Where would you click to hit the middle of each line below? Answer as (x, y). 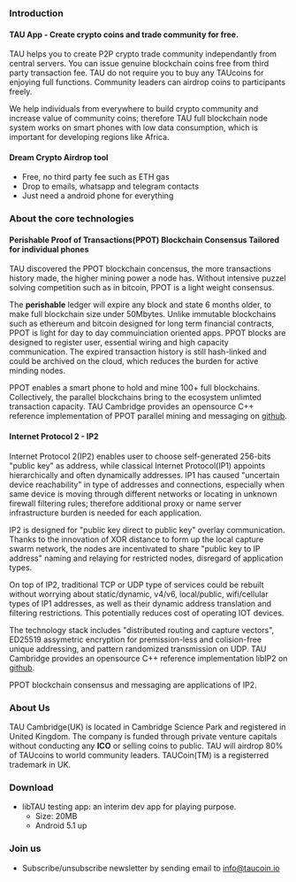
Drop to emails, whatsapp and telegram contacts (110, 186)
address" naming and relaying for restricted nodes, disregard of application (146, 558)
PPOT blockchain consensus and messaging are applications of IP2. (133, 685)
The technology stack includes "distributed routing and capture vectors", (142, 630)
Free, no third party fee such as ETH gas (95, 177)
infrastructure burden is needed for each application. (106, 513)
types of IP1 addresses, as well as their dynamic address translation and (140, 603)
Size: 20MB (56, 816)
